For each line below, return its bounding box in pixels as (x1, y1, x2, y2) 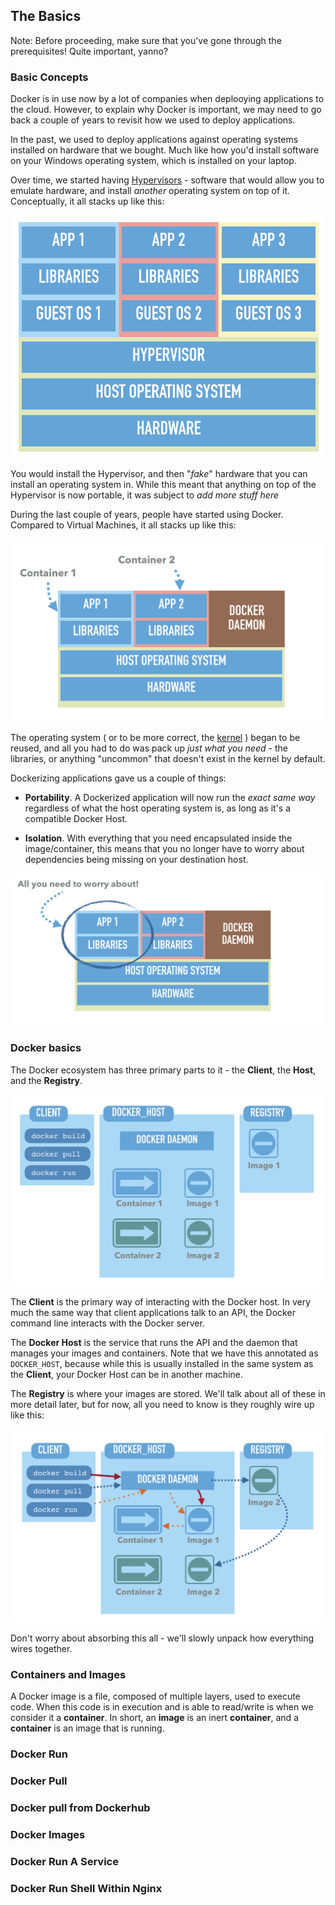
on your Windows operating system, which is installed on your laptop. (10, 155, 297, 167)
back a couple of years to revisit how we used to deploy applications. (10, 114, 296, 126)
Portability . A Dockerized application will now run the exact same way (24, 791, 316, 803)
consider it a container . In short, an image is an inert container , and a (10, 1712, 299, 1724)
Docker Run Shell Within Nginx (10, 1881, 163, 1895)
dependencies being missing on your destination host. (24, 853, 249, 865)
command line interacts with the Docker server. (10, 1317, 205, 1329)
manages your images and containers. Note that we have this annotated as (10, 1347, 319, 1359)
